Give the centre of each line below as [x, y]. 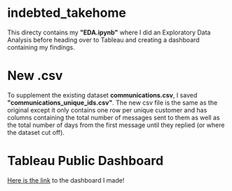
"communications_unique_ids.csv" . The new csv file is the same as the [112, 103]
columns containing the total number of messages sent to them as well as [114, 117]
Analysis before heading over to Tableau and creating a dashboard [103, 39]
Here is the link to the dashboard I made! [66, 180]
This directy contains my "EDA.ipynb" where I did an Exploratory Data [109, 32]
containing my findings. [41, 47]
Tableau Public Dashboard [86, 161]
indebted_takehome [67, 13]
